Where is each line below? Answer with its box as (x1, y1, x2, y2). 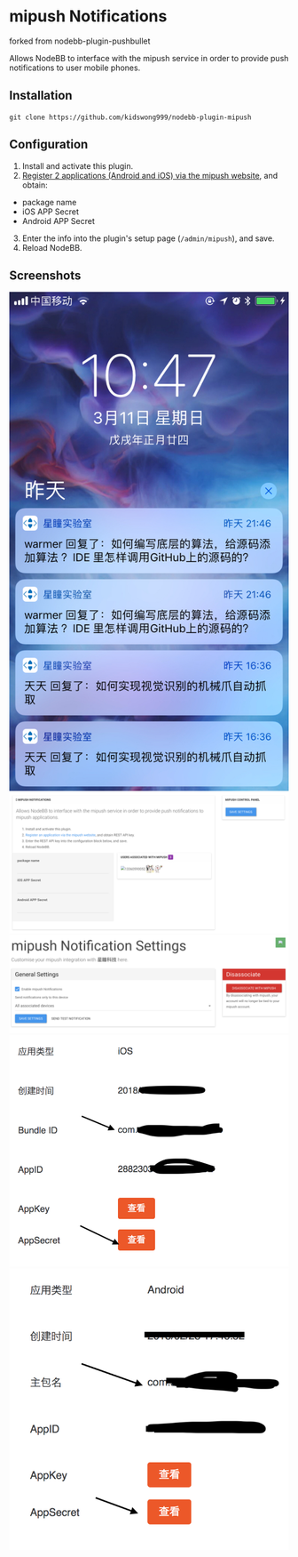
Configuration (9, 137, 89, 152)
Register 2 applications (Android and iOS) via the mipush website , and (21, 170, 278, 181)
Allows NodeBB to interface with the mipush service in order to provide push (9, 52, 289, 63)
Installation (9, 88, 73, 103)
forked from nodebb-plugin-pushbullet (9, 36, 151, 46)
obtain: (21, 180, 48, 190)
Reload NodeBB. (21, 242, 82, 253)
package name (21, 197, 77, 207)
